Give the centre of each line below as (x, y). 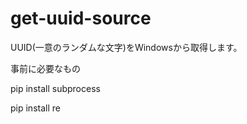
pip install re (35, 108)
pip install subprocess (55, 88)
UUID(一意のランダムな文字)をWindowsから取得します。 (126, 47)
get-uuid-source (81, 18)
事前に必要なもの (45, 68)
